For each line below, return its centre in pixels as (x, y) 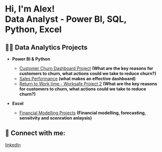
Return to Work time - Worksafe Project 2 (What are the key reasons (88, 84)
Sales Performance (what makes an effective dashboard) (77, 79)
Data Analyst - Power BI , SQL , (66, 19)
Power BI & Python (31, 59)
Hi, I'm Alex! (30, 9)
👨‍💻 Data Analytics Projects (46, 47)
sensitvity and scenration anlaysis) (56, 118)
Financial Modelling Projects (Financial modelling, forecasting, (83, 113)
